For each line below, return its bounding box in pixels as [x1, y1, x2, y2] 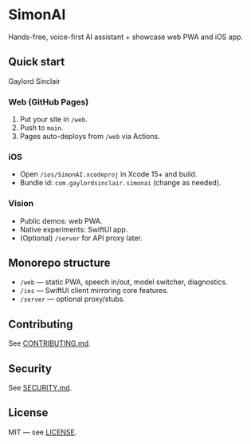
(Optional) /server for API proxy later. [19, 233, 143, 243]
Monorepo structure [8, 256, 111, 270]
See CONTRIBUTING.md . [8, 339, 91, 348]
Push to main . [19, 123, 64, 133]
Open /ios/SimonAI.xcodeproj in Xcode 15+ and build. [19, 169, 198, 179]
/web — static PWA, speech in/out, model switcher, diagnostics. [19, 277, 229, 287]
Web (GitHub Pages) [8, 96, 89, 107]
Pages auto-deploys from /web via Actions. [19, 132, 161, 141]
